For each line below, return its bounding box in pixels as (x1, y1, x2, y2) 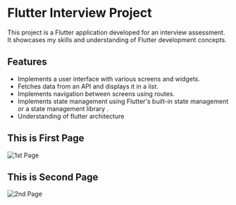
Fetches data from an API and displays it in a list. (17, 82, 159, 91)
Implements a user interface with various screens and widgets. (17, 74, 201, 83)
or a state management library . (17, 104, 109, 113)
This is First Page (7, 132, 85, 145)
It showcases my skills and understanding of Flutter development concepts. (7, 35, 227, 44)
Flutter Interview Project (7, 5, 153, 21)
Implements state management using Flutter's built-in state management (17, 97, 229, 105)
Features (7, 56, 47, 68)
